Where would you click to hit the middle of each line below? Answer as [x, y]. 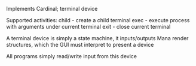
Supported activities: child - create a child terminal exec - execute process [98, 20]
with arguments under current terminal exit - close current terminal [88, 27]
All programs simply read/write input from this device [72, 56]
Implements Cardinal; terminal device [52, 9]
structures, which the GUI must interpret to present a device [80, 45]
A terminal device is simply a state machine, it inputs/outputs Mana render [97, 38]
